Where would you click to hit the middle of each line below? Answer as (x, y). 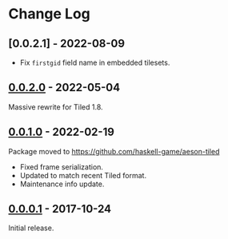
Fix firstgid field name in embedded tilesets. (95, 62)
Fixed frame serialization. (62, 167)
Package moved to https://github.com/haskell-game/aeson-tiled (114, 151)
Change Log (49, 14)
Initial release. (31, 228)
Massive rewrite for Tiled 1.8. (56, 107)
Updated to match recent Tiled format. (83, 175)
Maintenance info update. (62, 184)
